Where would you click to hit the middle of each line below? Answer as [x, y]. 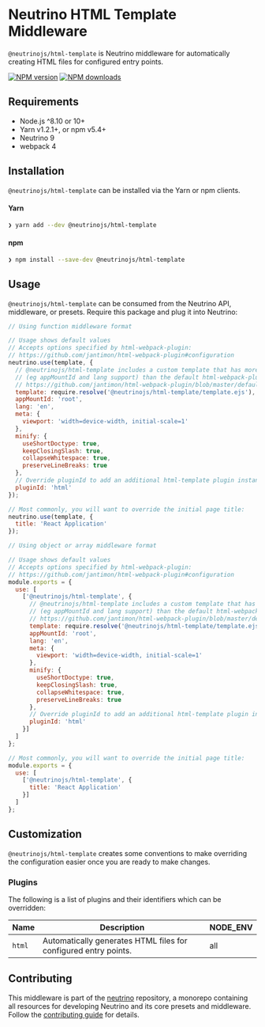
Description [122, 927]
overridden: [27, 908]
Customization [45, 834]
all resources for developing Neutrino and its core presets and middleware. [130, 1006]
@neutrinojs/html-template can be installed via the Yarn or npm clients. [124, 190]
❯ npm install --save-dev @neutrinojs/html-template [97, 260]
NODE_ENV [231, 927]
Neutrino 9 [37, 138]
